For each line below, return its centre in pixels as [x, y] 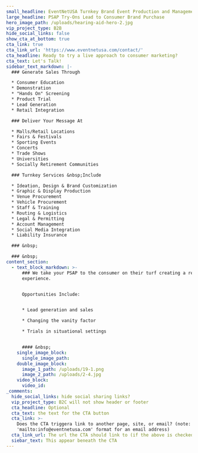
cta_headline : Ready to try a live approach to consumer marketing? [92, 56]
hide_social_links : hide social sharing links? [71, 396]
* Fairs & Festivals [37, 137]
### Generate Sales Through [46, 72]
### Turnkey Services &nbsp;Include [56, 175]
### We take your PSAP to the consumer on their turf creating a [103, 273]
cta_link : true [25, 45]
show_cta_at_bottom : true [38, 39]
